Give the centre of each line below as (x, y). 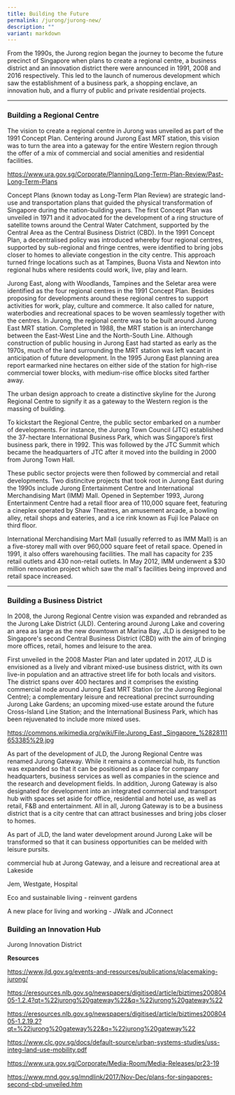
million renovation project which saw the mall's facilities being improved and (117, 568)
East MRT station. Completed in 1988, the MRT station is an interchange (111, 328)
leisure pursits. (29, 849)
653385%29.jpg (31, 740)
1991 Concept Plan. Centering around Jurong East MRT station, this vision (113, 138)
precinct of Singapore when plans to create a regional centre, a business (112, 61)
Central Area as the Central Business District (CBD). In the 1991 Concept (111, 232)
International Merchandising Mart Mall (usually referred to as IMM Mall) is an (117, 539)
